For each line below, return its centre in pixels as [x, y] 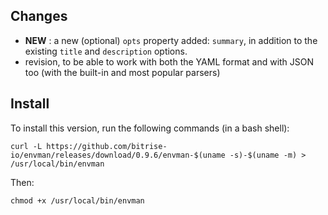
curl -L [26, 146]
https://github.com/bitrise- [107, 146]
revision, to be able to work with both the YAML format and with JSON [169, 61]
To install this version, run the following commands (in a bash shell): [150, 128]
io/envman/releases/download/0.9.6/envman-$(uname [118, 155]
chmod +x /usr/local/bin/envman [77, 200]
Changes [39, 16]
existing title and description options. [106, 51]
